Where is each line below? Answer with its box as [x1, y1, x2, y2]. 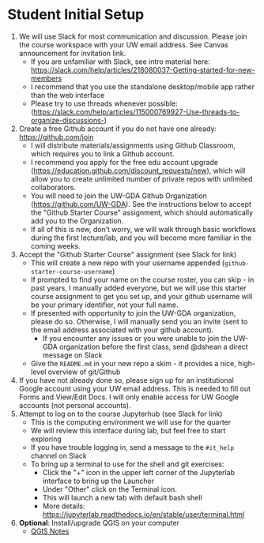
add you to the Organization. [30, 215, 124, 226]
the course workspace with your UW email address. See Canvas [18, 39, 228, 49]
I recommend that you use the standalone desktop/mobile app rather [30, 81, 255, 92]
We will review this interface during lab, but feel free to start [30, 425, 226, 435]
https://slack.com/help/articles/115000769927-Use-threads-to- [33, 107, 240, 116]
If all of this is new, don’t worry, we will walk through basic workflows [30, 224, 256, 234]
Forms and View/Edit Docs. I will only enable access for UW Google [18, 392, 239, 402]
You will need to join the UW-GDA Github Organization [30, 191, 207, 200]
